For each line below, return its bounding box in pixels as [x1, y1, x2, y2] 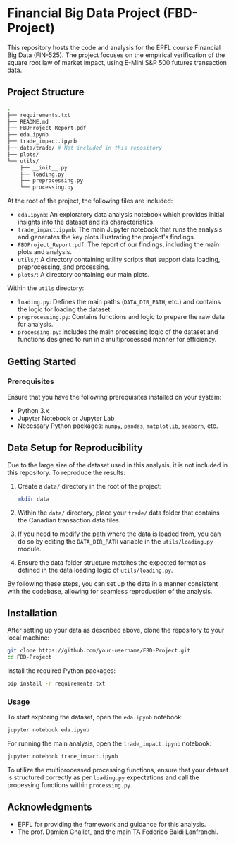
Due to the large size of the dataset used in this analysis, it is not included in [7, 460, 228, 469]
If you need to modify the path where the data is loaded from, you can [17, 530, 221, 538]
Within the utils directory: [7, 284, 85, 292]
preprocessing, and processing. [17, 263, 111, 271]
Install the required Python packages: [7, 666, 116, 675]
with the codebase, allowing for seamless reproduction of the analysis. [7, 587, 213, 595]
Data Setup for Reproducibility [7, 442, 143, 454]
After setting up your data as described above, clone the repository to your [7, 626, 225, 635]
